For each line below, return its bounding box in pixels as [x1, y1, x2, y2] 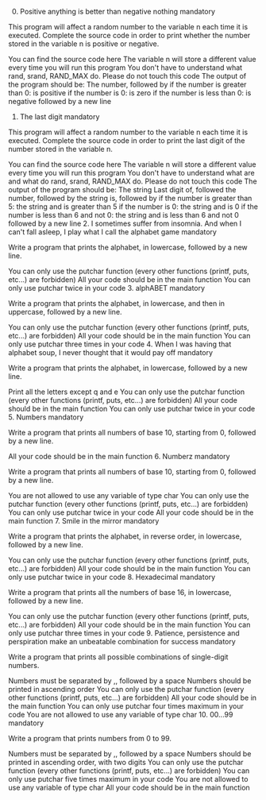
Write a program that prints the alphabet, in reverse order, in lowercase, [8, 531, 242, 541]
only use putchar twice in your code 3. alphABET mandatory [8, 284, 205, 292]
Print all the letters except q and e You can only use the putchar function [8, 387, 245, 396]
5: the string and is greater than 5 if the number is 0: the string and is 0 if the [8, 202, 258, 211]
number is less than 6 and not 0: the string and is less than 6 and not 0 [8, 211, 240, 219]
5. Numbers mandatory [8, 412, 84, 422]
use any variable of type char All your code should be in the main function [8, 783, 250, 792]
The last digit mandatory [19, 112, 100, 122]
